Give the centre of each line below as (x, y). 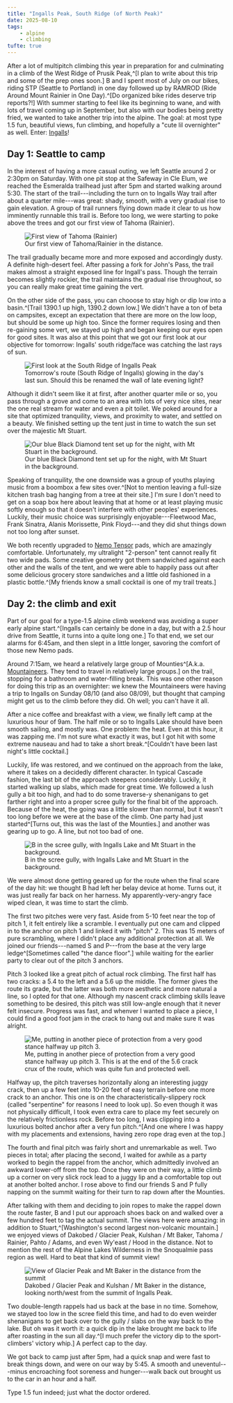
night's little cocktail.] (38, 751)
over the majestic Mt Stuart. (47, 430)
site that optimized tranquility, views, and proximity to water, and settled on (115, 415)
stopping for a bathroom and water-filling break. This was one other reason (115, 679)
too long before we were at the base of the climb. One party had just (105, 816)
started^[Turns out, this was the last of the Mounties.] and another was (109, 824)
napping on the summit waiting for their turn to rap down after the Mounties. (116, 1191)
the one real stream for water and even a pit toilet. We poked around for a (112, 409)
